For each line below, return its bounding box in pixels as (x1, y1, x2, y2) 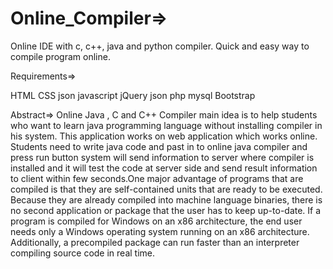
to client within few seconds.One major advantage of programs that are (10, 172, 304, 184)
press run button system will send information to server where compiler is (10, 151, 315, 163)
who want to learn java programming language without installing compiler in (10, 119, 323, 131)
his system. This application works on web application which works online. (10, 130, 318, 142)
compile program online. (10, 50, 111, 62)
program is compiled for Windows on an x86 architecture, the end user (10, 215, 303, 227)
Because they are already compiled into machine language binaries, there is (10, 193, 323, 206)
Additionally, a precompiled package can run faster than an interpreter (10, 236, 300, 248)
